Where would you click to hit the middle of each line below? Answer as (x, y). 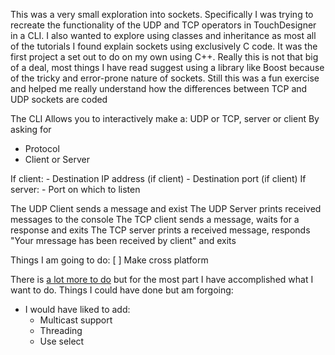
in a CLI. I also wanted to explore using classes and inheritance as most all (163, 35)
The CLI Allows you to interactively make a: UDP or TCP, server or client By (165, 118)
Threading (61, 330)
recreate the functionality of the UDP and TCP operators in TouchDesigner (163, 25)
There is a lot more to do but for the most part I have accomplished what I (162, 279)
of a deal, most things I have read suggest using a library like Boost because (167, 67)
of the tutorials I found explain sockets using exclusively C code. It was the (164, 46)
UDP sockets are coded (59, 99)
